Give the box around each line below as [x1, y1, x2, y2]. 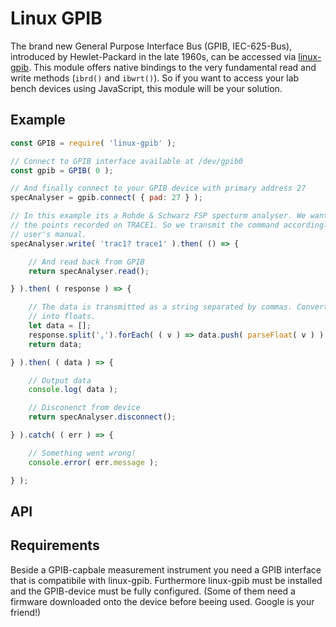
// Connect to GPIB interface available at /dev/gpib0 [10, 156, 244, 166]
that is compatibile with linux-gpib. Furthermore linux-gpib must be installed [10, 574, 323, 586]
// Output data [28, 375, 92, 386]
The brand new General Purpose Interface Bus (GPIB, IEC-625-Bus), [10, 40, 293, 52]
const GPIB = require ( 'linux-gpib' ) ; [10, 138, 177, 148]
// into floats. [28, 312, 97, 322]
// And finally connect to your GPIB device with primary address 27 [10, 183, 307, 194]
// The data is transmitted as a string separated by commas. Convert [28, 302, 329, 312]
